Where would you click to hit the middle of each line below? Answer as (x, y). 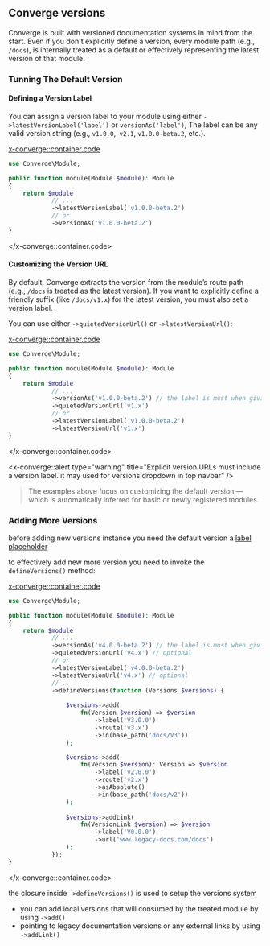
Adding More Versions (53, 520)
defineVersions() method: (52, 570)
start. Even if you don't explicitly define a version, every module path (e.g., (132, 41)
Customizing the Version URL (58, 264)
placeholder (28, 546)
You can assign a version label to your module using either (105, 116)
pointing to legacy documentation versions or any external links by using (140, 926)
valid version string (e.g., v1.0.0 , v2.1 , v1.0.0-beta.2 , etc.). (107, 133)
